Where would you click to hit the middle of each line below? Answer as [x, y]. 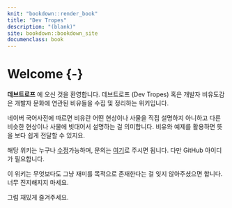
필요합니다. [30, 159]
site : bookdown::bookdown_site [53, 33]
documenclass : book [36, 40]
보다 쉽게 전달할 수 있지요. [50, 135]
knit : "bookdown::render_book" [53, 14]
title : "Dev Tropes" [37, 20]
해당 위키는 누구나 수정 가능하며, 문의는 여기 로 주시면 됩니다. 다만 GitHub [105, 150]
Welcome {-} [45, 74]
